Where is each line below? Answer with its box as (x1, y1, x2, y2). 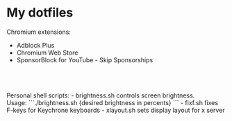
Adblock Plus (16, 41, 55, 49)
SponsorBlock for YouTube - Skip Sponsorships (16, 55, 154, 64)
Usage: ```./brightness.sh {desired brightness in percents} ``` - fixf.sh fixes (6, 98, 219, 106)
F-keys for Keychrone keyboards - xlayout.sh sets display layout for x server (6, 106, 225, 114)
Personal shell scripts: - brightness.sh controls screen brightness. (6, 91, 195, 100)
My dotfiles (6, 5, 74, 21)
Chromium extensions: (6, 28, 71, 36)
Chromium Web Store (16, 48, 78, 57)
